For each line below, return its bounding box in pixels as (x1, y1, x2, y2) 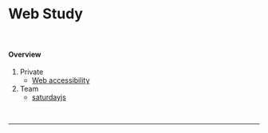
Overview (8, 49, 41, 59)
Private (19, 67, 44, 76)
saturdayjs (31, 92, 66, 102)
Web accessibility (31, 76, 90, 85)
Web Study (8, 5, 84, 23)
